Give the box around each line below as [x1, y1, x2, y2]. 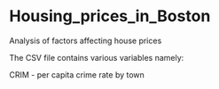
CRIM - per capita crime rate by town [9, 69, 145, 80]
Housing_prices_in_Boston [9, 6, 211, 26]
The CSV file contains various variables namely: [9, 52, 184, 63]
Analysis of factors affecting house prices [9, 35, 162, 46]
